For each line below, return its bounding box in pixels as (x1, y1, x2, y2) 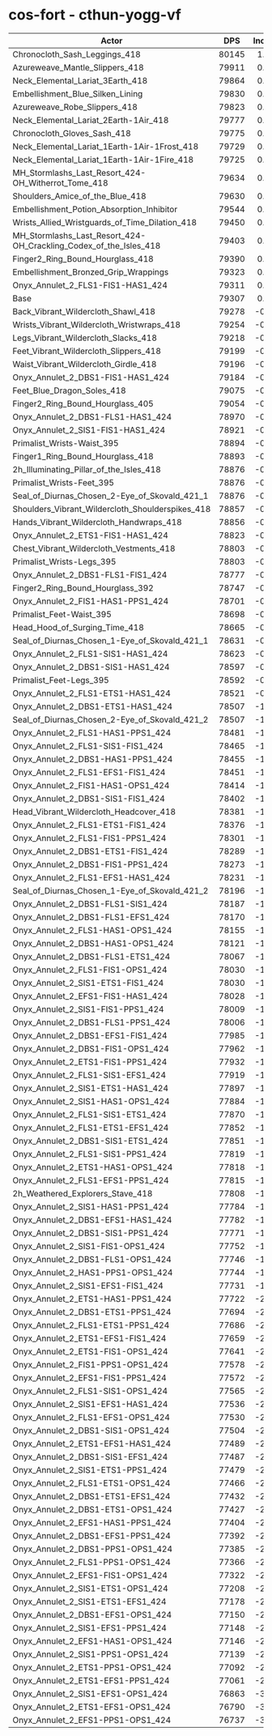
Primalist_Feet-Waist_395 (12, 608, 112, 620)
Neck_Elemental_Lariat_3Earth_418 (12, 75, 148, 86)
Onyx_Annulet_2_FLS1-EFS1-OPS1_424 (12, 1411, 170, 1422)
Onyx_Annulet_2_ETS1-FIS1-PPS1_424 (12, 1056, 168, 1067)
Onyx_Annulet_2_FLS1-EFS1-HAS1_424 (12, 872, 171, 883)
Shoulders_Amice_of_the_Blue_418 (12, 190, 147, 202)
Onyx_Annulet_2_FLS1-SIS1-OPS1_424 (12, 1385, 168, 1397)
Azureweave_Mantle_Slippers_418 (12, 62, 144, 73)
